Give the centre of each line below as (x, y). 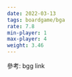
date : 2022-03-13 (32, 13)
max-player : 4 (27, 39)
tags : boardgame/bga (36, 20)
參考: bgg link (26, 66)
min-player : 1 (27, 33)
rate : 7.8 (21, 26)
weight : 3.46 (25, 45)
